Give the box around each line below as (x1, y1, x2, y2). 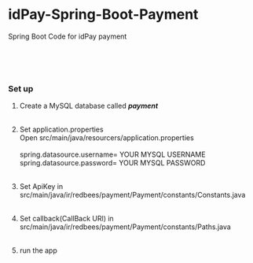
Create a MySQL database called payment (19, 101, 159, 111)
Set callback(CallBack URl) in (19, 214, 114, 224)
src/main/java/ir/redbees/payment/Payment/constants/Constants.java (19, 191, 246, 200)
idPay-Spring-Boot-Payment (8, 6, 199, 24)
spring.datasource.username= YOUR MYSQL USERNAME (19, 150, 206, 159)
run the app (19, 246, 57, 255)
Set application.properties (19, 124, 104, 135)
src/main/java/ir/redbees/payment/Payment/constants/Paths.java (19, 222, 232, 232)
